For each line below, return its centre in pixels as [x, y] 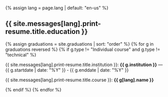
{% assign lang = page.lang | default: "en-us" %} [57, 8]
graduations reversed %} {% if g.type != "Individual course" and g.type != [83, 49]
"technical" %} [21, 55]
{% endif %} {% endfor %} [33, 89]
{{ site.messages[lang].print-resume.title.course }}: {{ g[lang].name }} [80, 80]
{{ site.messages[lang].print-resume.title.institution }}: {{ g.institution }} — [84, 64]
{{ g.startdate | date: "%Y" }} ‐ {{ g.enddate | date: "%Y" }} [67, 70]
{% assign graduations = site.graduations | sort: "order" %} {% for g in [80, 44]
